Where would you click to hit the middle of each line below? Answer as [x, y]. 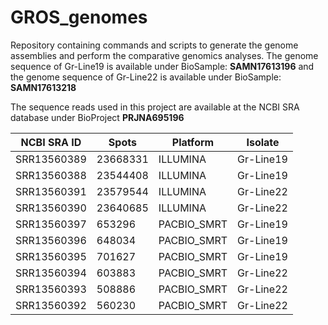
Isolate [263, 142]
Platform [193, 142]
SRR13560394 [51, 273]
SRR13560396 [51, 240]
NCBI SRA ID [51, 142]
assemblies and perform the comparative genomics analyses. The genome [164, 55]
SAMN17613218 [43, 87]
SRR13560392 [51, 305]
